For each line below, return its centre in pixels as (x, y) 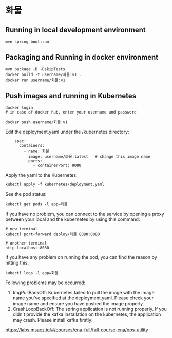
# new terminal (22, 229)
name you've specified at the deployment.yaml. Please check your (83, 298)
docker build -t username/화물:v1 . (43, 74)
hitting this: (17, 262)
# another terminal (26, 243)
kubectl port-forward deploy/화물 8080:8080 (53, 234)
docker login (19, 108)
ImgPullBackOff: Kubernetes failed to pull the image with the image (84, 292)
